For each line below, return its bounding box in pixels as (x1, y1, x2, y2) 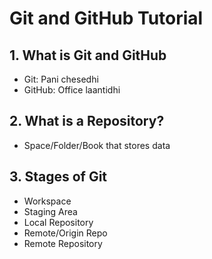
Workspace (23, 195, 72, 207)
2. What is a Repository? (9, 113, 165, 130)
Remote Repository (23, 237, 103, 249)
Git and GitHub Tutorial (9, 7, 204, 30)
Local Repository (23, 216, 94, 228)
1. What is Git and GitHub (9, 47, 167, 64)
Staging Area (23, 205, 78, 217)
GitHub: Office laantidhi (23, 84, 121, 96)
